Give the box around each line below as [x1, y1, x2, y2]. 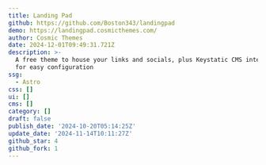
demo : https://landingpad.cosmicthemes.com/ [8, 26, 158, 34]
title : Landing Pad [8, 11, 73, 20]
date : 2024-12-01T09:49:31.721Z [8, 41, 115, 49]
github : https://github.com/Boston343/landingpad [8, 19, 176, 27]
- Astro [15, 78, 41, 86]
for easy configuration [15, 63, 93, 71]
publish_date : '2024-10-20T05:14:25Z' [8, 122, 136, 130]
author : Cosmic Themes [8, 33, 83, 42]
